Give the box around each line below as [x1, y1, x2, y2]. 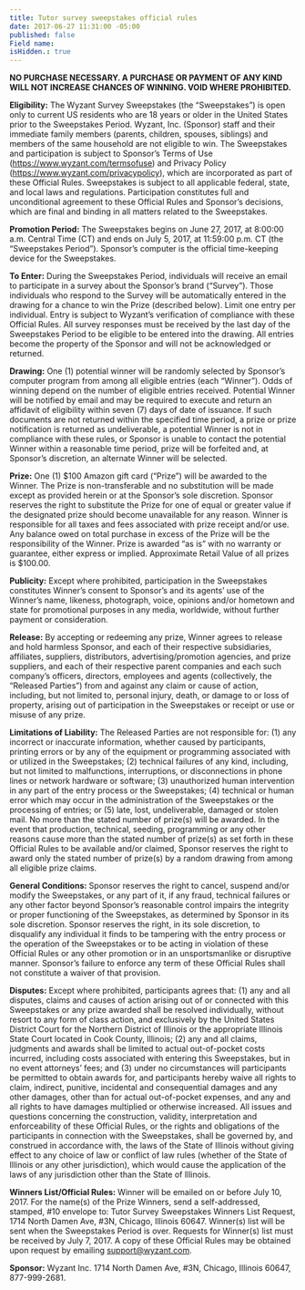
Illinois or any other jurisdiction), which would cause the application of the [9, 1160, 287, 1171]
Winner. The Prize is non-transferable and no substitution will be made [9, 480, 275, 491]
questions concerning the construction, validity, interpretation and [9, 1111, 258, 1122]
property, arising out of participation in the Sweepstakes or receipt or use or [9, 699, 295, 711]
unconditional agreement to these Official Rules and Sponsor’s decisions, [9, 197, 284, 208]
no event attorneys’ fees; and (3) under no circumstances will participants [9, 1063, 287, 1074]
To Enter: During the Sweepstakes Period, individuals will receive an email [9, 271, 289, 282]
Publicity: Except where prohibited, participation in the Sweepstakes [9, 575, 268, 586]
